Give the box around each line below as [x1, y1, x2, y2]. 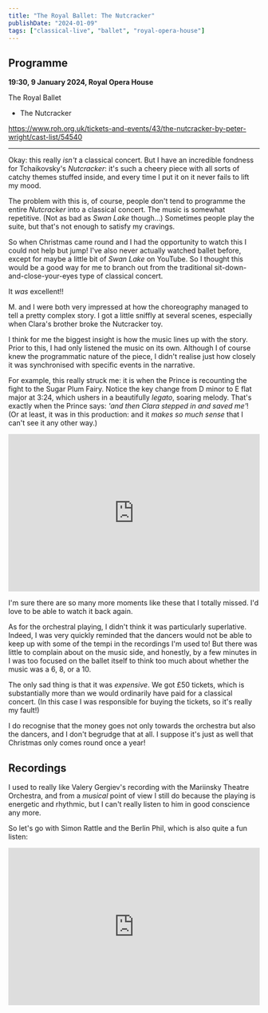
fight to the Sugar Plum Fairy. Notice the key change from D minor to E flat [8, 385, 252, 394]
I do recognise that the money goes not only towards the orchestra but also [8, 721, 256, 731]
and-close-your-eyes [8, 271, 78, 281]
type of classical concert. [79, 271, 164, 281]
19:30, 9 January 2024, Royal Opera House [8, 78, 154, 87]
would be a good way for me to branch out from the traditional [8, 263, 213, 273]
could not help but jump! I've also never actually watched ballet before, [8, 245, 242, 256]
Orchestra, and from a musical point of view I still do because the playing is [8, 791, 256, 800]
